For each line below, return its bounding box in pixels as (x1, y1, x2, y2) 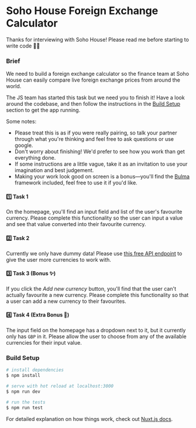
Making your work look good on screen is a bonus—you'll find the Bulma (14, 173, 190, 180)
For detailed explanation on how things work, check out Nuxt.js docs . (6, 415, 173, 422)
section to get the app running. (6, 107, 81, 114)
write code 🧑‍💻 (6, 42, 40, 49)
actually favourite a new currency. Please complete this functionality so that (6, 291, 189, 298)
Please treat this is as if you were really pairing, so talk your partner (14, 129, 177, 136)
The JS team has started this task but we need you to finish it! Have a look (6, 94, 185, 101)
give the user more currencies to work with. (6, 256, 111, 263)
